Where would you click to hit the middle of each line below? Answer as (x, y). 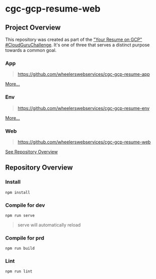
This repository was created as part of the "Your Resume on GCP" (74, 39)
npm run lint (19, 271)
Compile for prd (25, 238)
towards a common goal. (31, 50)
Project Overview (33, 27)
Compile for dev (25, 205)
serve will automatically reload (49, 225)
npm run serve (20, 215)
